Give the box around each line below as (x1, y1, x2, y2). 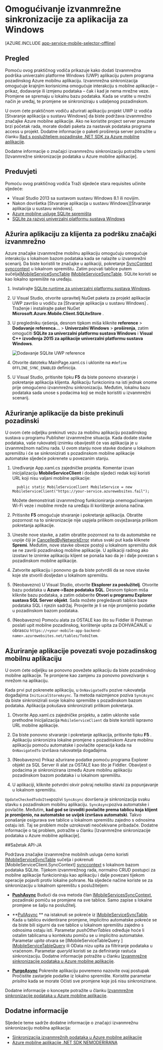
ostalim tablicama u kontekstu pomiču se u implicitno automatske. (12, 933, 145, 938)
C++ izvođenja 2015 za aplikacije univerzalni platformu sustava (12, 336, 144, 341)
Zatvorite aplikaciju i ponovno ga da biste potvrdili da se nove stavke (12, 567, 150, 573)
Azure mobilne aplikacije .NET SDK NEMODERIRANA (12, 1039, 118, 1045)
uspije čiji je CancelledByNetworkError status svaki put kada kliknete (12, 537, 150, 543)
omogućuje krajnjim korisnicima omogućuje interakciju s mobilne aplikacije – (5, 83, 158, 89)
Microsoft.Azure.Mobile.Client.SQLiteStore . (12, 311, 104, 317)
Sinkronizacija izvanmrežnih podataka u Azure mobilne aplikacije (12, 1034, 142, 1040)
